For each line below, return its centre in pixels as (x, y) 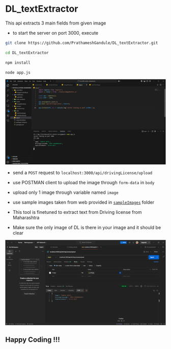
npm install (18, 63)
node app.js (18, 72)
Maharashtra (26, 218)
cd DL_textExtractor (27, 53)
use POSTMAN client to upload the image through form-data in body (83, 183)
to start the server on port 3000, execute (55, 33)
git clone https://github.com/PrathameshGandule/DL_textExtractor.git (82, 43)
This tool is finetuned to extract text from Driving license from (77, 212)
